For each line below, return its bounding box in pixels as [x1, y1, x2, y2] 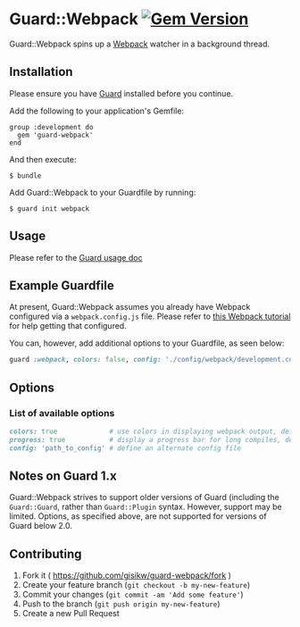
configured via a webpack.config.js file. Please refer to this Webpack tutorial [9, 311, 291, 322]
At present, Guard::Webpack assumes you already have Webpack [9, 302, 251, 313]
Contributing [9, 546, 82, 562]
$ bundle [9, 171, 42, 180]
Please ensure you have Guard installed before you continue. [9, 88, 234, 98]
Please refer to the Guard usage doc [9, 252, 143, 263]
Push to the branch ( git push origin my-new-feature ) [21, 598, 221, 609]
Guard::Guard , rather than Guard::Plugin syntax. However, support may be [9, 501, 283, 513]
